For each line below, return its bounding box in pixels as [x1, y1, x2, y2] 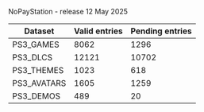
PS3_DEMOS [12, 91, 61, 102]
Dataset [23, 25, 55, 37]
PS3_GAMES [12, 39, 60, 50]
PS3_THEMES [12, 65, 64, 75]
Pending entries [130, 25, 192, 37]
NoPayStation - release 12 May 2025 [8, 7, 129, 16]
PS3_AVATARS [12, 78, 67, 88]
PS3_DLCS [12, 52, 53, 63]
